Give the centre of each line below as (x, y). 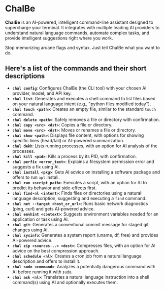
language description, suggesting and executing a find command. (79, 198)
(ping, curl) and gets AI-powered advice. (53, 208)
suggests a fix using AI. (36, 166)
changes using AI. (31, 230)
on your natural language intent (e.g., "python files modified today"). (82, 104)
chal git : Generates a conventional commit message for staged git (80, 224)
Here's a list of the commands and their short (76, 68)
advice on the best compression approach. (56, 250)
